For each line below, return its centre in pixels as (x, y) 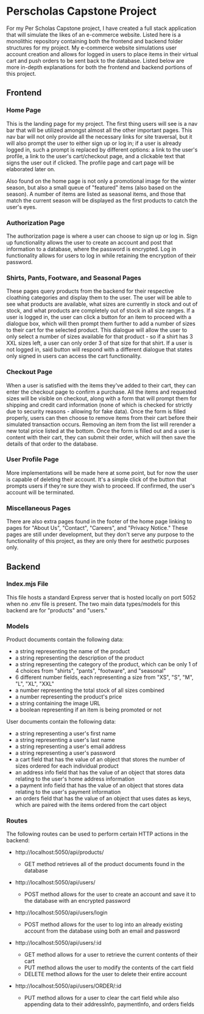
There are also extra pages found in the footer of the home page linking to (99, 521)
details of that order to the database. (52, 444)
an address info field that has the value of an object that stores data (100, 773)
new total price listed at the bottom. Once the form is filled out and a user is (101, 431)
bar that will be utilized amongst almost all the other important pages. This (99, 130)
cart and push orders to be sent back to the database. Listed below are (95, 61)
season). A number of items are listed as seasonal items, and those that (96, 194)
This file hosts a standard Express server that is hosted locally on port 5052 (101, 597)
